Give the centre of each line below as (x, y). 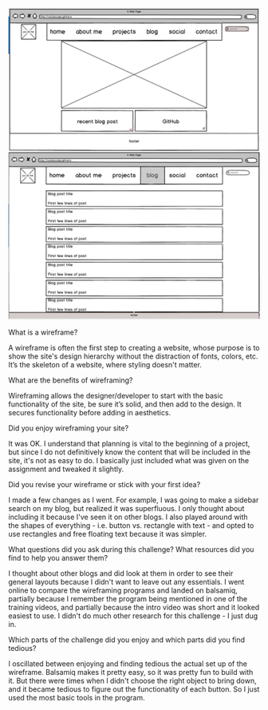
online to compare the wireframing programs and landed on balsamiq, (123, 590)
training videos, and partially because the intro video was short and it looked (134, 607)
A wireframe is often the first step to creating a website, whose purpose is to (134, 347)
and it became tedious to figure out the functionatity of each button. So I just (134, 689)
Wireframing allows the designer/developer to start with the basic (116, 395)
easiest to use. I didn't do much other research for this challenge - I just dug (133, 616)
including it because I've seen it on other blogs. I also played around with (128, 517)
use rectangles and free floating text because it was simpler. (108, 533)
